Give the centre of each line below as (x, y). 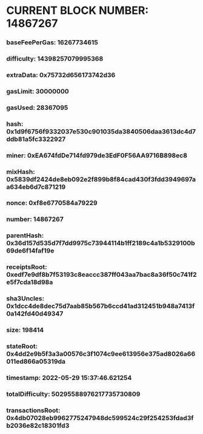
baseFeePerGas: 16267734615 (52, 42)
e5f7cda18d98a (30, 282)
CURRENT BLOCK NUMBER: (78, 11)
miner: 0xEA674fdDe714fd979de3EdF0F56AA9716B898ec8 (97, 155)
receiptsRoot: (27, 267)
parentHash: (25, 236)
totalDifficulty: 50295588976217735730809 (73, 394)
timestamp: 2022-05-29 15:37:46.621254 (69, 378)
